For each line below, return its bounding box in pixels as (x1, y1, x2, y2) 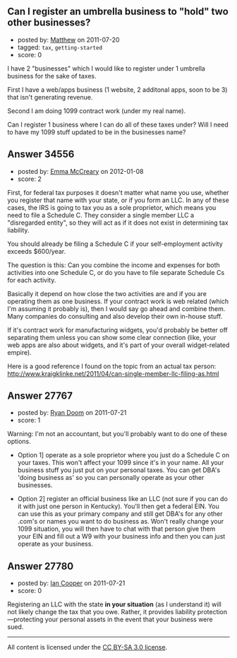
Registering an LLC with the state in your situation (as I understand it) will (7, 600, 222, 609)
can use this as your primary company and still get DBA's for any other (17, 510, 224, 518)
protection (197, 608, 228, 616)
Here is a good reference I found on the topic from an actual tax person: (7, 362, 217, 370)
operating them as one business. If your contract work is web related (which (7, 297, 229, 305)
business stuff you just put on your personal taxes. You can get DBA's (17, 466, 221, 474)
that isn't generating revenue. (7, 93, 93, 101)
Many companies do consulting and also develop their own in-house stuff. (7, 312, 223, 320)
